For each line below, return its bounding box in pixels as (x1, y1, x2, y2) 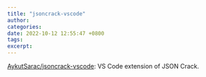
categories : (7, 23, 42, 30)
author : (7, 17, 30, 24)
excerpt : (7, 43, 33, 50)
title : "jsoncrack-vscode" (7, 10, 86, 17)
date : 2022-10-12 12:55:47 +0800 (7, 29, 105, 37)
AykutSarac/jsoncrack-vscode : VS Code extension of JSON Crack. (7, 62, 200, 70)
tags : (7, 36, 23, 43)
